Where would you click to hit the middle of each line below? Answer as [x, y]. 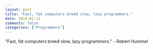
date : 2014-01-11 [23, 18]
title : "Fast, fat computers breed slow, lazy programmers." [69, 14]
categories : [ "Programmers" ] [35, 28]
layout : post [18, 9]
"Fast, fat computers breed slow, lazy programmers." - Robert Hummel [77, 41]
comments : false [22, 23]
